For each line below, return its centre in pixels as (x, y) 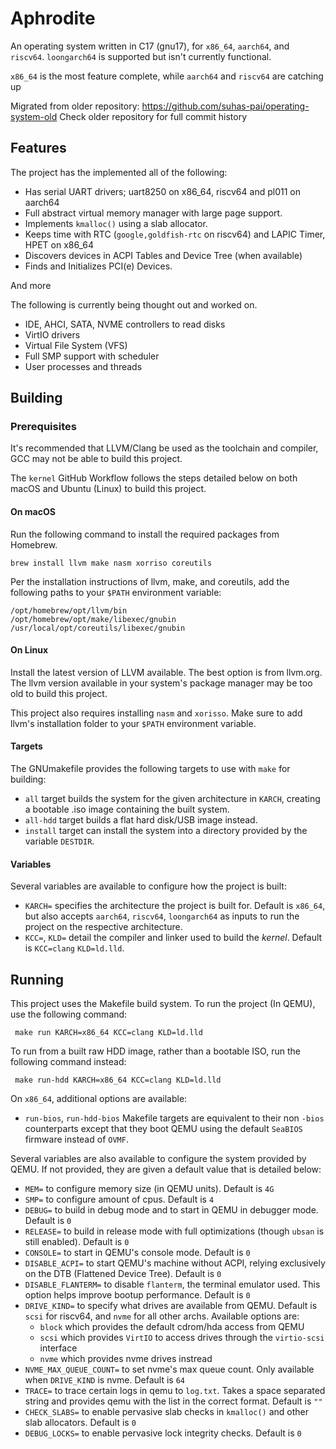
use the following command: (69, 1014)
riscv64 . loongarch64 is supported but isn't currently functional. (141, 56)
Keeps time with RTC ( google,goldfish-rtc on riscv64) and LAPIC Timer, (175, 234)
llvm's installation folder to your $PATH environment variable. (133, 723)
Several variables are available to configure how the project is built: (148, 886)
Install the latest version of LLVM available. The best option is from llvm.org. (166, 672)
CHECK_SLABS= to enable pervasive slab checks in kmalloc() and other (167, 1412)
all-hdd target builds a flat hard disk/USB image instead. (141, 820)
